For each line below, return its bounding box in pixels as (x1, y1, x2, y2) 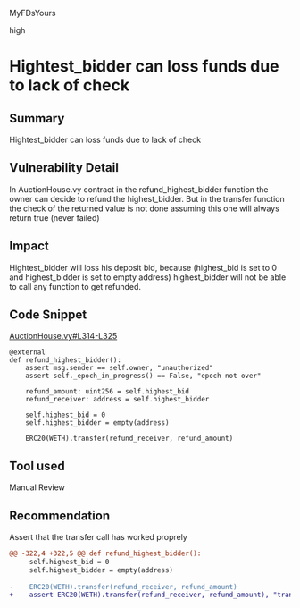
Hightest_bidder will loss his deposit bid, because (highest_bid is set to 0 (9, 262, 278, 273)
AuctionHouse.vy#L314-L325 (9, 331, 118, 342)
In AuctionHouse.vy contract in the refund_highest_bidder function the (9, 183, 270, 195)
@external (9, 348, 46, 357)
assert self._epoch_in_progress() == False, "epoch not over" (25, 371, 262, 381)
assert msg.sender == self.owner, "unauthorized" (25, 364, 214, 373)
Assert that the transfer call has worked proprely (9, 532, 187, 543)
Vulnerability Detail (9, 160, 119, 175)
